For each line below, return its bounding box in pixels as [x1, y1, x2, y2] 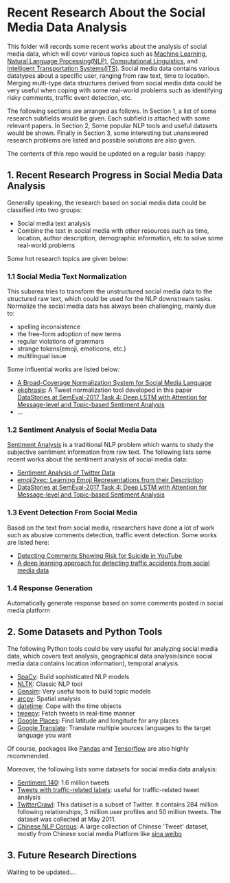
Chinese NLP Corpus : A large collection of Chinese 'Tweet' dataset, [16, 822, 209, 831]
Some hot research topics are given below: [7, 254, 128, 262]
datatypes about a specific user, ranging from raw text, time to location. [7, 71, 210, 80]
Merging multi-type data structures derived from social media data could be [7, 79, 222, 87]
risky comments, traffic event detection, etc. [7, 93, 133, 101]
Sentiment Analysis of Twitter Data [16, 468, 115, 477]
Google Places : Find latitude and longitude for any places [16, 716, 179, 725]
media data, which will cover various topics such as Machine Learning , [7, 50, 207, 58]
